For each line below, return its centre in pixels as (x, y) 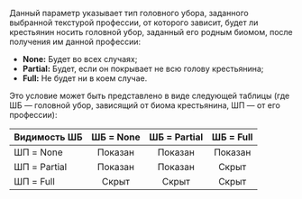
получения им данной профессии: (75, 41)
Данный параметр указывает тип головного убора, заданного (129, 13)
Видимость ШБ (48, 137)
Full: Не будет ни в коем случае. (85, 78)
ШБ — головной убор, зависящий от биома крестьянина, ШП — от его (145, 105)
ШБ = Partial (176, 137)
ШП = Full (35, 181)
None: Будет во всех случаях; (80, 59)
